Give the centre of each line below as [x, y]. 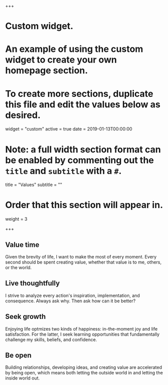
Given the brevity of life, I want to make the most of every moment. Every [81, 257]
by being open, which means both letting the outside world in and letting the [84, 373]
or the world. [18, 267]
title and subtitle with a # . [63, 171]
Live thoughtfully [33, 283]
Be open [18, 356]
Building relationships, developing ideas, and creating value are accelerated [84, 367]
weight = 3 [16, 219]
